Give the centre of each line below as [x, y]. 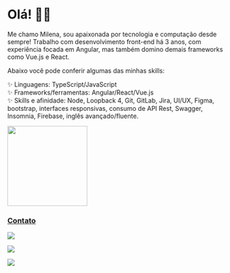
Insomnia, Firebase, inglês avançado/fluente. [73, 116]
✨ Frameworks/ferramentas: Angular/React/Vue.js [81, 92]
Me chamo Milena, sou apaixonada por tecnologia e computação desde [112, 34]
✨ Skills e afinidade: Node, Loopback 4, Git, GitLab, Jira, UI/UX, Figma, [111, 100]
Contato [22, 220]
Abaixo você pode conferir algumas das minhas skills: [86, 70]
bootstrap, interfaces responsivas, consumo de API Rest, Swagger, [105, 108]
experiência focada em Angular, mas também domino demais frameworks [115, 49]
